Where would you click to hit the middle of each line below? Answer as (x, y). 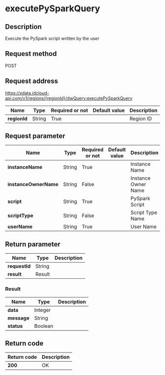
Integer (42, 310)
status (15, 326)
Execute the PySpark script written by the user (52, 38)
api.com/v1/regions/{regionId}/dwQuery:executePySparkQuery (69, 98)
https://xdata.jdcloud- (27, 93)
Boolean (44, 326)
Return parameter (33, 244)
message (18, 318)
